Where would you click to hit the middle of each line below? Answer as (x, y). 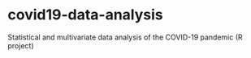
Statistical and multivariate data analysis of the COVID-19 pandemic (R (125, 37)
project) (21, 45)
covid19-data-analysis (85, 15)
